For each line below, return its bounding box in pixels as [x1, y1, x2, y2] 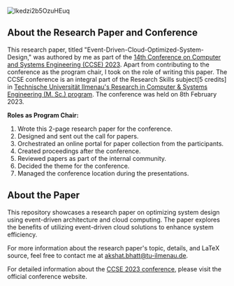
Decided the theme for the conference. [17, 162, 130, 170]
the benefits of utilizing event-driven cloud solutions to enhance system [7, 222, 214, 231]
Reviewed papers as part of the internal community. [17, 154, 166, 162]
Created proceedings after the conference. [17, 147, 141, 155]
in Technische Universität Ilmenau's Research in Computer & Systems [7, 83, 208, 91]
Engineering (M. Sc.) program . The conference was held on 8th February [7, 90, 217, 98]
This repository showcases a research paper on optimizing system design [7, 208, 220, 216]
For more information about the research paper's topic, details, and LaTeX [7, 243, 220, 252]
